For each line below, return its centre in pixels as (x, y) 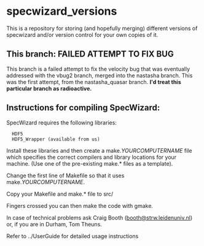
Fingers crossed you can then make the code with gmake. (80, 206)
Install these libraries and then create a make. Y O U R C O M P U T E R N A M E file (99, 150)
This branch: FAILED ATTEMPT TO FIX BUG (90, 54)
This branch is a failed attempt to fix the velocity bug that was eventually (98, 69)
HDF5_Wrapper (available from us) (56, 139)
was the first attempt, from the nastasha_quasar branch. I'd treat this (94, 82)
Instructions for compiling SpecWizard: (83, 108)
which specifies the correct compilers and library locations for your (92, 157)
